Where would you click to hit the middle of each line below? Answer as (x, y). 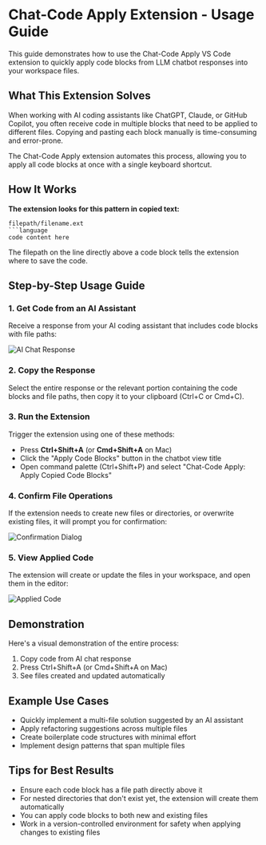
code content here (39, 237)
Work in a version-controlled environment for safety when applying (130, 823)
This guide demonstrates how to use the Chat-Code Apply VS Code (120, 53)
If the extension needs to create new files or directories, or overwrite (121, 513)
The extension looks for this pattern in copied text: (94, 208)
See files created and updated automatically (92, 676)
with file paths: (33, 334)
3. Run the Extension (49, 417)
